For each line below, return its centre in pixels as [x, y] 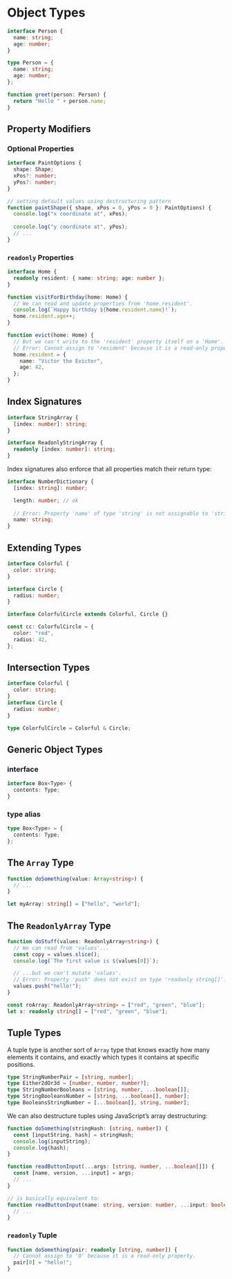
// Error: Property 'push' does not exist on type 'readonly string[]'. [120, 980]
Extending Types [44, 548]
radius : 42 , [31, 639]
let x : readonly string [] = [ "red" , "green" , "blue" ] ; [88, 1011]
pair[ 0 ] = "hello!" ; [43, 1262]
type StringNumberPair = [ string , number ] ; [71, 1077]
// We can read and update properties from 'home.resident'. [103, 303]
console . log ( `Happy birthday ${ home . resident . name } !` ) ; [95, 310]
